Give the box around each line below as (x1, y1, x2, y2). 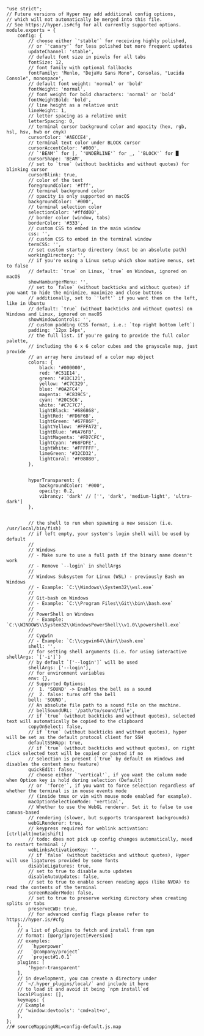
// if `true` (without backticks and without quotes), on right (28, 745, 195, 751)
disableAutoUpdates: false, (28, 874, 100, 880)
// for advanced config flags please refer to (28, 911, 149, 917)
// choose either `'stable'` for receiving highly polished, (28, 38, 188, 44)
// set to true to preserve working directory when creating (28, 895, 188, 901)
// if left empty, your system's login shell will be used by (28, 531, 190, 537)
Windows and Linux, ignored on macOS (6, 311, 103, 317)
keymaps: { (17, 997, 45, 1003)
